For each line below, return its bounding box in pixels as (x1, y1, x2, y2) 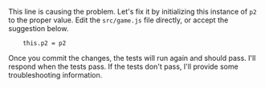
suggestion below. (8, 24, 69, 33)
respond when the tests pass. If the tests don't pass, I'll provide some (8, 62, 238, 71)
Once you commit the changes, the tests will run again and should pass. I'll (8, 54, 256, 62)
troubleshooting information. (8, 70, 103, 79)
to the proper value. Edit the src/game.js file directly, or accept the (8, 15, 229, 25)
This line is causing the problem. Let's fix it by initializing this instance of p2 (8, 7, 257, 16)
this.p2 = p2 (22, 39, 67, 47)
